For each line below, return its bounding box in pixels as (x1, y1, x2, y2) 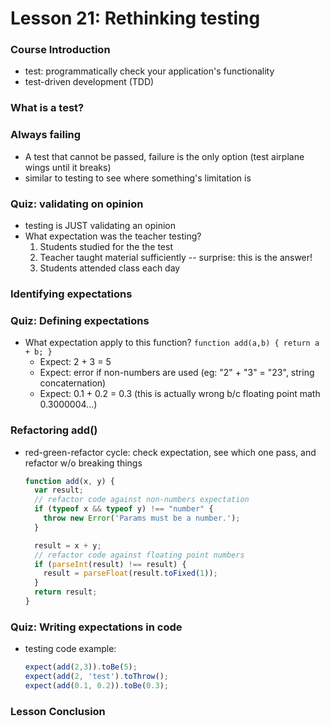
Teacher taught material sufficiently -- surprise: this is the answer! (39, 252, 313, 263)
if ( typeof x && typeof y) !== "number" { (34, 504, 214, 514)
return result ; (34, 587, 98, 597)
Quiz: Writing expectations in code (10, 620, 183, 634)
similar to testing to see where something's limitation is (24, 172, 252, 184)
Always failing (10, 128, 82, 142)
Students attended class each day (39, 262, 181, 274)
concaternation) (39, 377, 107, 389)
